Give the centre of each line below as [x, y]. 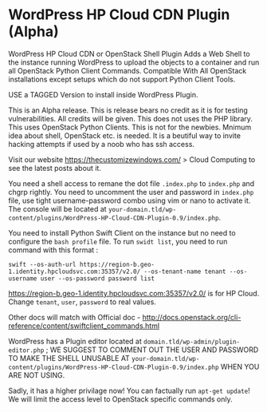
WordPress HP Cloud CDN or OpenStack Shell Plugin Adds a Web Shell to [129, 53]
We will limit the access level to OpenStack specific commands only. [120, 399]
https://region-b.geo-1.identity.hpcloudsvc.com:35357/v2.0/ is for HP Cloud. [134, 293]
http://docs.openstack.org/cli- [192, 317]
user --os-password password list [98, 278]
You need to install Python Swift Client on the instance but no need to [122, 232]
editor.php [26, 350]
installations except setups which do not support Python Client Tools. [122, 79]
